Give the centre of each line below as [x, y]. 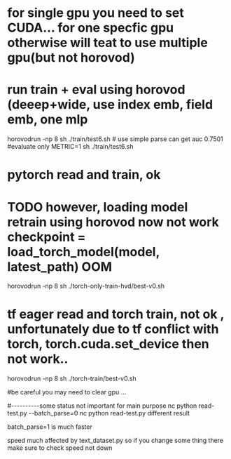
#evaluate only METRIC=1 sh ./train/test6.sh [70, 147]
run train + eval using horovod [96, 90]
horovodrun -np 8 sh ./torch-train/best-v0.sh [72, 379]
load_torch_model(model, [83, 252]
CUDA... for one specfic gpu [90, 28]
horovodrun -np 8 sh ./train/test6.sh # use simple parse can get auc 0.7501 [115, 139]
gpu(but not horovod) [71, 58]
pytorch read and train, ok [84, 175]
